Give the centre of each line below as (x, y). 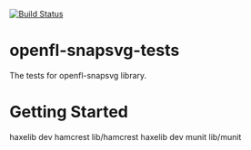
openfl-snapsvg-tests (95, 51)
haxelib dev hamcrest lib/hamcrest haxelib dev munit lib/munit (125, 136)
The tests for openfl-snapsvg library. (78, 75)
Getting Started (69, 112)
